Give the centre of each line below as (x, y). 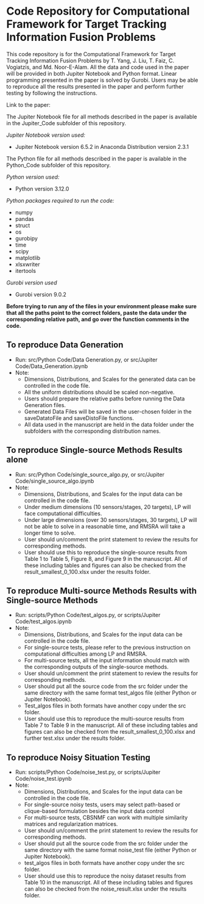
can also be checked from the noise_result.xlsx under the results (105, 889)
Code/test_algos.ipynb (43, 621)
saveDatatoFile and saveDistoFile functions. (79, 418)
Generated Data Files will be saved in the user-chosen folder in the (108, 411)
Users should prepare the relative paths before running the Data (104, 399)
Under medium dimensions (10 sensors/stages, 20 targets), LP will (107, 507)
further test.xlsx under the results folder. (75, 738)
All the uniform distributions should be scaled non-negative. (99, 392)
